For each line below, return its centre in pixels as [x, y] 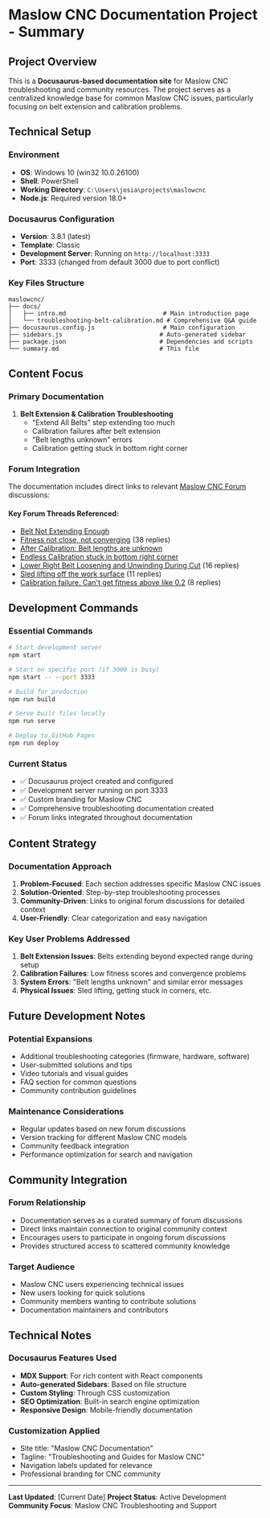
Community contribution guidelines [78, 1090]
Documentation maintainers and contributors [94, 1310]
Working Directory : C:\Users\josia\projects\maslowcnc [113, 189]
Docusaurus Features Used [63, 1358]
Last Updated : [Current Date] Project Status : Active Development [117, 1497]
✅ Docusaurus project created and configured [96, 782]
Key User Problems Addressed [69, 938]
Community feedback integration [75, 1146]
